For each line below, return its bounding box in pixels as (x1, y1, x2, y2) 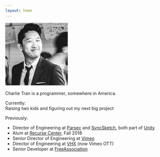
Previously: (5, 115, 28, 121)
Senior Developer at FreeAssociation (12, 145, 88, 152)
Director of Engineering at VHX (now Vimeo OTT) (12, 140, 114, 146)
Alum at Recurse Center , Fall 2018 (12, 130, 82, 136)
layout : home (5, 8, 32, 13)
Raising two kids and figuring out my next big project (5, 105, 114, 111)
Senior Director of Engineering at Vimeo (12, 135, 95, 141)
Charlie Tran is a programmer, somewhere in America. (5, 90, 116, 96)
